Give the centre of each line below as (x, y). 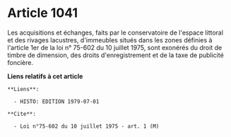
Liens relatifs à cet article (45, 76)
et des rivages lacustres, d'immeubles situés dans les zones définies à (110, 40)
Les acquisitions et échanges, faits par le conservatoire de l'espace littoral (115, 32)
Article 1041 (42, 13)
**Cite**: (22, 114)
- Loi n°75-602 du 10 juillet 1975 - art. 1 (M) (87, 126)
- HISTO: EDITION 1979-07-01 (57, 101)
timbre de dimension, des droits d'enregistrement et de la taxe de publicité (115, 55)
